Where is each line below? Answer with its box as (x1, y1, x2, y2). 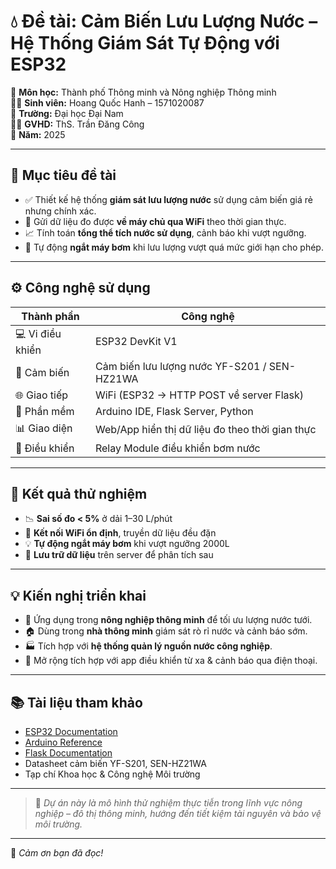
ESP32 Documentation (24, 726, 118, 737)
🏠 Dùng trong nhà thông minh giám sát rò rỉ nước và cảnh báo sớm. (24, 625, 308, 637)
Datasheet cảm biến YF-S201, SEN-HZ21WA (24, 758, 208, 769)
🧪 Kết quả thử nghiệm (10, 485, 148, 502)
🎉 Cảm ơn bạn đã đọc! (10, 847, 104, 859)
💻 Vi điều (15, 326, 62, 340)
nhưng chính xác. (24, 205, 97, 217)
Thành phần (21, 309, 80, 323)
